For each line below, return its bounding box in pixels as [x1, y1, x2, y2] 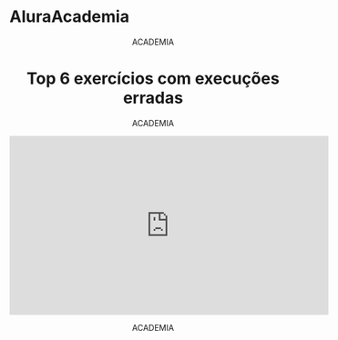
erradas [122, 88, 184, 108]
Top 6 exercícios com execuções [26, 68, 280, 89]
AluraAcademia [9, 6, 130, 27]
